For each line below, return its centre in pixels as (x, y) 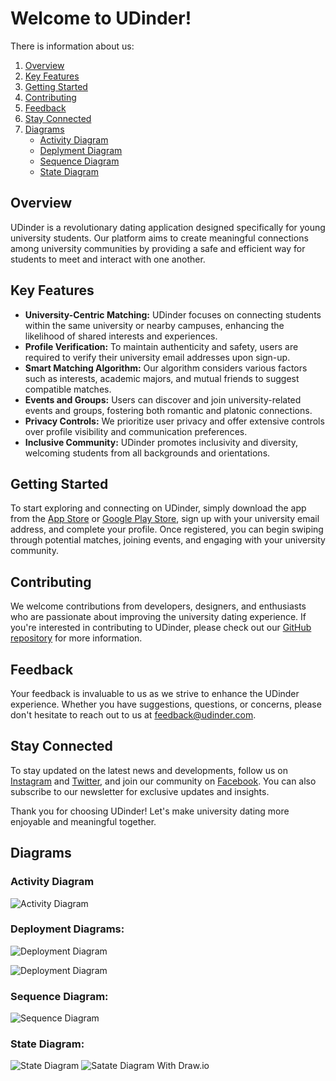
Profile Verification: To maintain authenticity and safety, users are (161, 346)
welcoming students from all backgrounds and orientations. (147, 453)
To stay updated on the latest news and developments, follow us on (149, 770)
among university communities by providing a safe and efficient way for (158, 248)
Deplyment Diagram (81, 150)
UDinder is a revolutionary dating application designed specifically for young (168, 227)
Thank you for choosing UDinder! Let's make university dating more (150, 811)
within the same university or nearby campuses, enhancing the (154, 325)
